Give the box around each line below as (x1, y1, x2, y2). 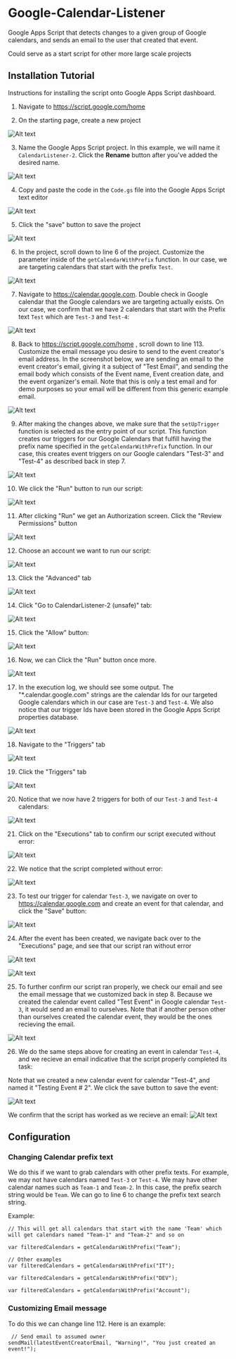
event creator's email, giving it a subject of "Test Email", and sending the (18, 362, 229, 371)
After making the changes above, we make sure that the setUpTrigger (18, 419, 220, 428)
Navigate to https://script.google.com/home (18, 102, 146, 111)
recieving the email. (18, 1020, 76, 1028)
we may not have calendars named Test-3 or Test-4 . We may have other (8, 1176, 218, 1184)
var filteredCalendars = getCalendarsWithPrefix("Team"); (8, 1244, 181, 1251)
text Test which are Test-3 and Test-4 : (18, 312, 129, 321)
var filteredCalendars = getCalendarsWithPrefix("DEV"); (8, 1274, 178, 1282)
